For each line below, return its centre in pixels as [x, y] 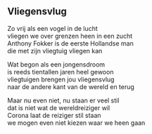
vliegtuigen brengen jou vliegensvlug [61, 79]
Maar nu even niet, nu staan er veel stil [63, 100]
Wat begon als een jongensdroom [56, 64]
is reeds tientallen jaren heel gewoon [61, 72]
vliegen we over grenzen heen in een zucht [70, 36]
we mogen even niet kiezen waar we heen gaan [76, 123]
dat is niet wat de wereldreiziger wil [59, 107]
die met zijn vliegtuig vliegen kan [55, 51]
